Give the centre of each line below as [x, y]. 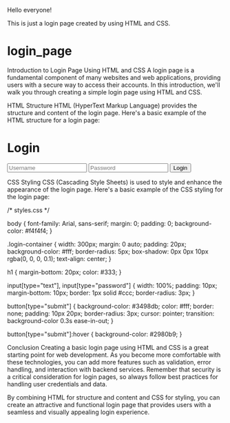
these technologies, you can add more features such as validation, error [109, 362]
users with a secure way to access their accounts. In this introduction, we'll [114, 85]
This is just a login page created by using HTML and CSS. [89, 23]
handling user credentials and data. [57, 384]
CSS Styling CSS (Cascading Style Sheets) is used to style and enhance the [115, 182]
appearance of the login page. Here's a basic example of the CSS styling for [115, 189]
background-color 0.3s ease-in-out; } [60, 320]
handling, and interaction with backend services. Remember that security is [114, 369]
